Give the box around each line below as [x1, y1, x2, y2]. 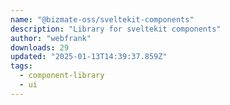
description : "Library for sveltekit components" [10, 24, 222, 34]
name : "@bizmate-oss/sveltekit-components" [10, 14, 195, 25]
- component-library [19, 71, 105, 81]
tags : [10, 61, 33, 71]
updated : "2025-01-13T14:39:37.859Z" [10, 52, 168, 62]
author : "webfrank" [10, 33, 92, 43]
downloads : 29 [10, 42, 70, 53]
